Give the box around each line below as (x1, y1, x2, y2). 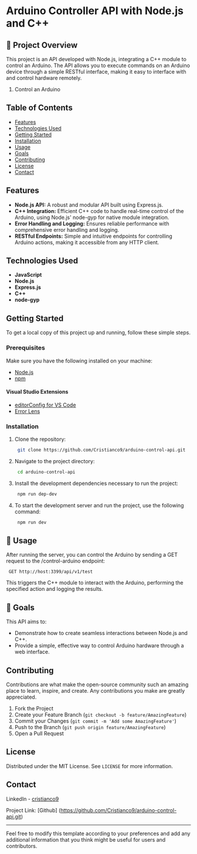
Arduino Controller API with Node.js (6, 4, 184, 18)
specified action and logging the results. (6, 586, 104, 593)
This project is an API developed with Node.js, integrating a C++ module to (6, 56, 186, 62)
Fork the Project (14, 705, 54, 712)
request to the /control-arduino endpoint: (6, 557, 106, 564)
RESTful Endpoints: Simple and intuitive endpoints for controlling (14, 232, 173, 240)
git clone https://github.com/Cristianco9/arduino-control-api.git (17, 447, 186, 453)
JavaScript (14, 271, 42, 278)
